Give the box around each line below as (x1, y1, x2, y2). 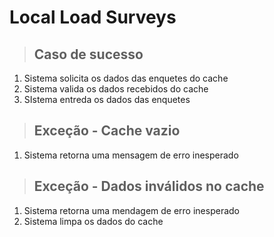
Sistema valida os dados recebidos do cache (23, 83, 209, 95)
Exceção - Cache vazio (33, 122, 181, 140)
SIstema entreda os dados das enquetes (23, 94, 191, 105)
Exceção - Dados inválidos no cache (33, 178, 265, 195)
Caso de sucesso (33, 46, 144, 63)
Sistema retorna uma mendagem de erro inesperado (23, 204, 240, 216)
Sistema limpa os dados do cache (23, 215, 164, 227)
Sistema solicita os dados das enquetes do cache (23, 72, 229, 84)
